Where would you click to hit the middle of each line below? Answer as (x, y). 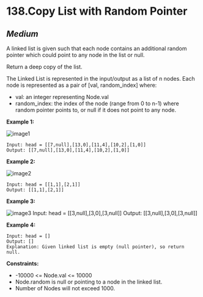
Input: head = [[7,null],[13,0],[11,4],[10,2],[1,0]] (76, 145)
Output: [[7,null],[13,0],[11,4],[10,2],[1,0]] (68, 150)
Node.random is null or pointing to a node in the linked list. (89, 282)
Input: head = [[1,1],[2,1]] (43, 185)
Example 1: (20, 122)
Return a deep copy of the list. (44, 67)
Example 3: (21, 201)
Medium (22, 34)
